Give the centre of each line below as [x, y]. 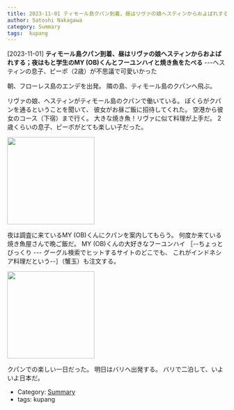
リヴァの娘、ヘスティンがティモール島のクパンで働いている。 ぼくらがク [111, 101]
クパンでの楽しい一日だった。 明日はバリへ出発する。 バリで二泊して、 [109, 370]
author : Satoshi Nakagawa [45, 20]
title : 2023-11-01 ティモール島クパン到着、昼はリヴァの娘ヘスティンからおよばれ [113, 14]
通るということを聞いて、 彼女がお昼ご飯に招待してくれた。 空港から [118, 109]
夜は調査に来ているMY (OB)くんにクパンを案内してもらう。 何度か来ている [115, 235]
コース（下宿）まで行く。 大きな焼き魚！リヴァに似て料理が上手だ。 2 [120, 119]
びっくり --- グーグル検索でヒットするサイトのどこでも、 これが [99, 252]
